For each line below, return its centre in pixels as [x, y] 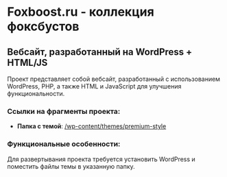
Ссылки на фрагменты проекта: [64, 111]
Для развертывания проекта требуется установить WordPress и [101, 159]
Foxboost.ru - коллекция [81, 12]
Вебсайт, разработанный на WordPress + [100, 52]
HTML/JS [27, 62]
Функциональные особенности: [64, 144]
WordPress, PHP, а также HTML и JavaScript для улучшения [94, 86]
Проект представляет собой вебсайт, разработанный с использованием [114, 79]
